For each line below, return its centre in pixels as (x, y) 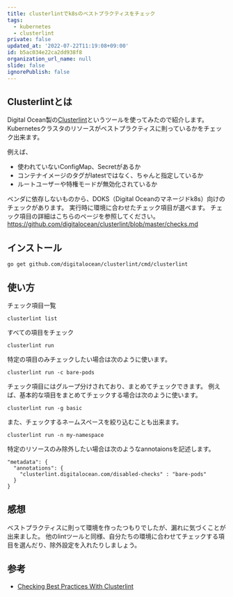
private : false (29, 40)
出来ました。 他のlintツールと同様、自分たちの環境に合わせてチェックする (113, 536)
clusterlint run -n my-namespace (56, 435)
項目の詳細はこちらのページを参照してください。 (89, 216)
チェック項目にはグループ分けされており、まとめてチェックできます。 (107, 386)
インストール (35, 248)
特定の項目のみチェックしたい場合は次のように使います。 (89, 359)
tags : (15, 20)
